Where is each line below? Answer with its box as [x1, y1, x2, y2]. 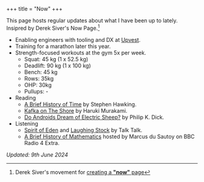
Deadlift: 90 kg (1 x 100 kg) [24, 62, 91, 69]
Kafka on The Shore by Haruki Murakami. [24, 107, 127, 114]
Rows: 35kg [24, 75, 54, 82]
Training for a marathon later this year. [15, 42, 111, 50]
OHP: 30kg [24, 81, 52, 89]
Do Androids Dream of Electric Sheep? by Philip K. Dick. [24, 113, 165, 121]
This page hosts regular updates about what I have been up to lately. [6, 17, 178, 24]
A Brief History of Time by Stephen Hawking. [24, 100, 137, 108]
